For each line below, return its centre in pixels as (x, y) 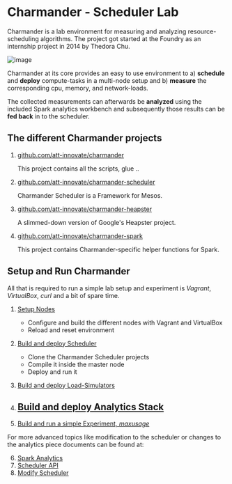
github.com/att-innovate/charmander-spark (80, 236)
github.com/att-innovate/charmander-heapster (84, 209)
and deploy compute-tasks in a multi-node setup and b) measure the (107, 80)
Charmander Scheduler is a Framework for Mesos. (90, 195)
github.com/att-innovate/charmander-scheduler (86, 182)
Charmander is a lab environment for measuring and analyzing (97, 31)
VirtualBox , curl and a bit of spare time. (63, 295)
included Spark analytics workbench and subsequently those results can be (116, 109)
